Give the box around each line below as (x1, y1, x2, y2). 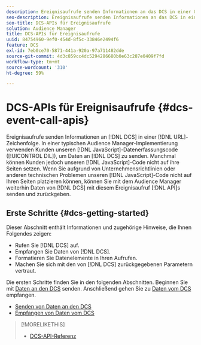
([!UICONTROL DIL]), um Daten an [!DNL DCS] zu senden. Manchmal (6, 152, 176, 160)
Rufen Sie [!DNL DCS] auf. (14, 242, 80, 249)
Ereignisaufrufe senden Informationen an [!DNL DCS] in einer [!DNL (6, 133, 172, 141)
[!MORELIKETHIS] (20, 321, 65, 328)
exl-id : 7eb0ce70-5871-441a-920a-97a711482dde (6, 48, 124, 54)
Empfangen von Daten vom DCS (14, 309, 95, 316)
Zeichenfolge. (6, 140, 41, 147)
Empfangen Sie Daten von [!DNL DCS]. (14, 248, 111, 255)
